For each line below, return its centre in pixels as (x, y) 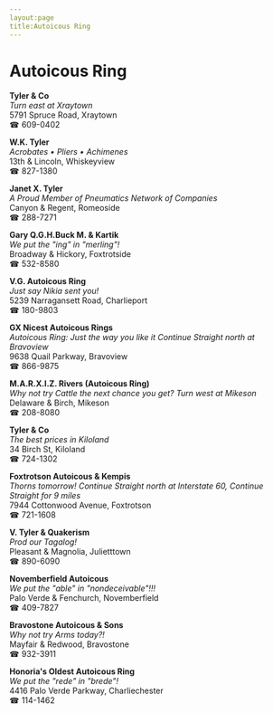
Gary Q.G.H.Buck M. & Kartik (64, 235)
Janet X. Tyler (36, 189)
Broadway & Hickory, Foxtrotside (70, 254)
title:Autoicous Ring (50, 26)
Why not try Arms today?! (57, 635)
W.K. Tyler (29, 142)
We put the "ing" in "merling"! (65, 244)
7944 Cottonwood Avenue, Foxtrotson (80, 505)
